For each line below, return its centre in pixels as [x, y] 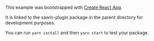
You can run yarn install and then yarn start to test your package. [77, 33]
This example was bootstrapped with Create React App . [64, 7]
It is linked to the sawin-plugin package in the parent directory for [74, 17]
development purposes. [30, 23]
